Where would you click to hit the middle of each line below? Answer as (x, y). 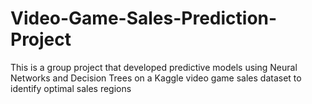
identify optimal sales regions (71, 88)
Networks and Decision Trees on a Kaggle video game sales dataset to (156, 78)
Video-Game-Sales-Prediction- (144, 18)
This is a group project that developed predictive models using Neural (154, 67)
